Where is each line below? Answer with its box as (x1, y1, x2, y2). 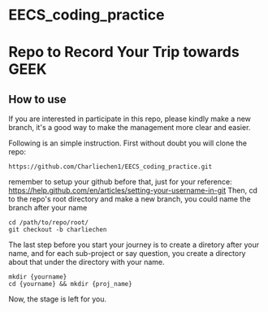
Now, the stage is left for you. (8, 294, 107, 304)
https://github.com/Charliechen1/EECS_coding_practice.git (8, 162, 213, 171)
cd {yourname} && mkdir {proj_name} (8, 280, 132, 288)
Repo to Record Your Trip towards (8, 43, 240, 62)
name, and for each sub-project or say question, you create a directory (8, 249, 246, 258)
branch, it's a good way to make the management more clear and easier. (8, 123, 251, 132)
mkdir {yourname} (8, 273, 67, 281)
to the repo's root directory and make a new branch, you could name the (8, 194, 251, 204)
